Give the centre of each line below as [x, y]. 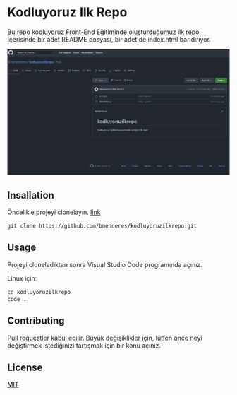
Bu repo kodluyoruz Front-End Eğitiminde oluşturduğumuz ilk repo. [104, 32]
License [25, 368]
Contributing [36, 321]
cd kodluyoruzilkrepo [39, 292]
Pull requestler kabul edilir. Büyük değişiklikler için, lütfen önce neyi [105, 338]
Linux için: [22, 278]
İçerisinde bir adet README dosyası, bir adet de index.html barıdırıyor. [109, 39]
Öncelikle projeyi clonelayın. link [54, 212]
